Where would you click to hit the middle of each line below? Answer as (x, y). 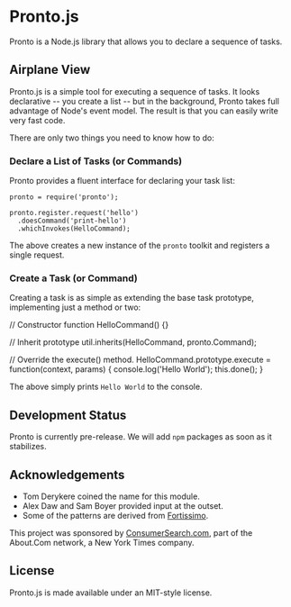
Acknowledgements (67, 475)
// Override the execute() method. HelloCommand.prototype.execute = (141, 360)
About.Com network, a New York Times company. (102, 542)
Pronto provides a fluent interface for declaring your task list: (123, 181)
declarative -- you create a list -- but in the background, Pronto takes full (144, 101)
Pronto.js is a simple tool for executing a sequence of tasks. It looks (135, 91)
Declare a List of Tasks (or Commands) (96, 161)
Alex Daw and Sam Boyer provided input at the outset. (123, 505)
